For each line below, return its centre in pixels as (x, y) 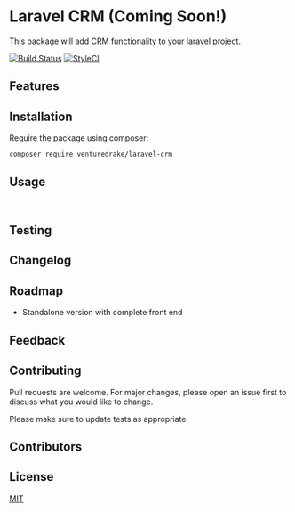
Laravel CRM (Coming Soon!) (118, 16)
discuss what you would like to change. (81, 402)
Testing (31, 230)
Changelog (40, 260)
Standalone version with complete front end (102, 313)
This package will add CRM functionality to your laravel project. (125, 41)
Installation (41, 116)
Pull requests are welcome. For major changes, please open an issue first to (148, 392)
